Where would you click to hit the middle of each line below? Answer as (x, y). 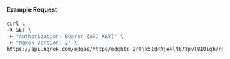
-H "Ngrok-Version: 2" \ (42, 43)
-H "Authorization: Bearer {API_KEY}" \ (65, 36)
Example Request (32, 9)
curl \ (16, 24)
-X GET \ (19, 31)
